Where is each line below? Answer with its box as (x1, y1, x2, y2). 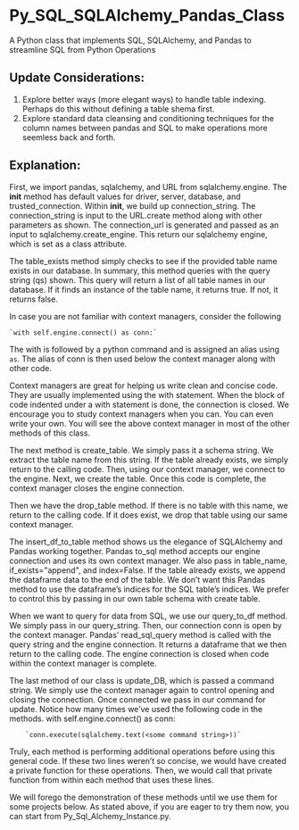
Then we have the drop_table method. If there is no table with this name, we (9, 500, 288, 510)
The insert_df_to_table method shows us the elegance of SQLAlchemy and (9, 536, 283, 547)
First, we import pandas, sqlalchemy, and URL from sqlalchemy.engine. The (9, 181, 287, 192)
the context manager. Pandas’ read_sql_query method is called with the (9, 629, 272, 640)
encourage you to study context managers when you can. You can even (9, 408, 274, 419)
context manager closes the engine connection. (9, 483, 185, 494)
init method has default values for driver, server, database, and (9, 191, 241, 202)
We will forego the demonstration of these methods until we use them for (9, 792, 278, 802)
